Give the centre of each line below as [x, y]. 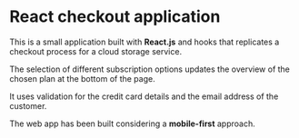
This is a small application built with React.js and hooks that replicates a [145, 42]
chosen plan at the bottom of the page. [83, 78]
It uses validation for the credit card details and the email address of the [144, 96]
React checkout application [115, 17]
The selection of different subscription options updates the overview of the [150, 69]
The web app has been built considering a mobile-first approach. [133, 123]
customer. [28, 105]
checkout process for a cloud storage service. [96, 51]
